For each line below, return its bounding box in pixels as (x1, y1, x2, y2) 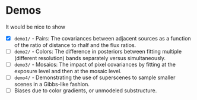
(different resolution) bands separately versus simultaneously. (14, 55, 166, 62)
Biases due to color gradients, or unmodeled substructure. (14, 87, 157, 94)
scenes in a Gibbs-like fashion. (14, 81, 90, 88)
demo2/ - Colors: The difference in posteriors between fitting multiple (14, 48, 182, 55)
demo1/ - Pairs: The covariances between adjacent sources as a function (14, 35, 191, 42)
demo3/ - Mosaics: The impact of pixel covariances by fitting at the (14, 61, 176, 68)
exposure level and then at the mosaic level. (14, 68, 122, 75)
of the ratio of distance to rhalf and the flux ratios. (14, 42, 136, 48)
